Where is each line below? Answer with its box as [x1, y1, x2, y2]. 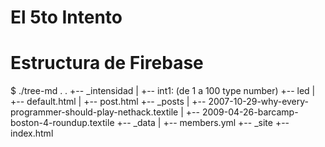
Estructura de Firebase [10, 52, 204, 75]
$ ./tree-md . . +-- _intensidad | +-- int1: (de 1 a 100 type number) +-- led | [10, 85, 316, 97]
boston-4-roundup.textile [10, 117, 115, 129]
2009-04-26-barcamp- [201, 106, 299, 118]
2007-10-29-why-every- [208, 96, 310, 108]
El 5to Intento [10, 6, 123, 29]
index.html [10, 127, 54, 140]
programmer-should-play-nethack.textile [10, 106, 179, 118]
